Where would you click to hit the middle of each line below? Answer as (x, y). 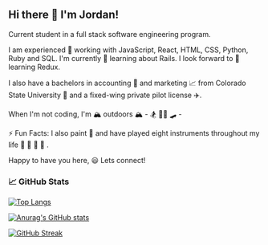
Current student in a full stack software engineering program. (110, 34)
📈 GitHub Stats (39, 182)
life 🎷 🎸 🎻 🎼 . (29, 145)
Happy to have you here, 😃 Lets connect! (77, 160)
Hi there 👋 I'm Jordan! (63, 15)
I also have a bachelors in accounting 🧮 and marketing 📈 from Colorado (127, 83)
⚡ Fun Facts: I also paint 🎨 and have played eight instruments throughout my (134, 133)
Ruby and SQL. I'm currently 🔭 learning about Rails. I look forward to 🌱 (124, 58)
